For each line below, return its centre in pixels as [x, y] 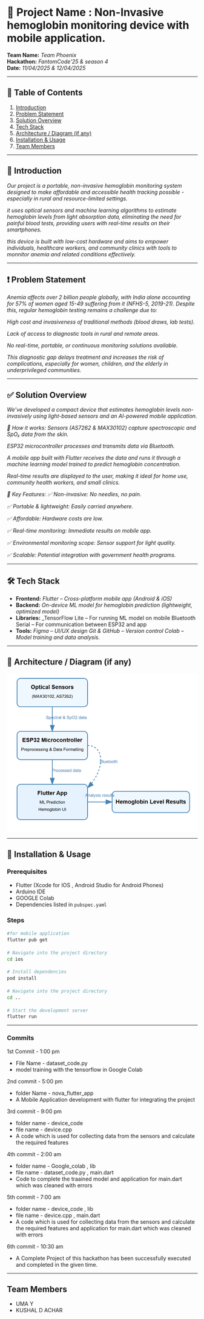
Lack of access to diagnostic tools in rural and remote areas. [83, 334]
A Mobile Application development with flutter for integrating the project [105, 1099]
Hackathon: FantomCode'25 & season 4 [58, 61]
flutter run [22, 1017]
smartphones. [24, 230]
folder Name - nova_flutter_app [54, 1093]
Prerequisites [27, 872]
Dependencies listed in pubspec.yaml [61, 904]
